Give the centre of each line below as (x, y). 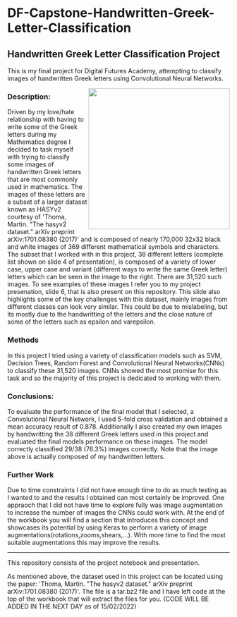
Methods (23, 340)
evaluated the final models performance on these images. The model (108, 441)
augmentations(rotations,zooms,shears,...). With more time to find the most (116, 535)
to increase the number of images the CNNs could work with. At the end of (116, 513)
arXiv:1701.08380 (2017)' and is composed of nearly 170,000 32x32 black (114, 239)
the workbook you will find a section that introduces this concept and (108, 520)
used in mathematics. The (45, 187)
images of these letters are (47, 195)
